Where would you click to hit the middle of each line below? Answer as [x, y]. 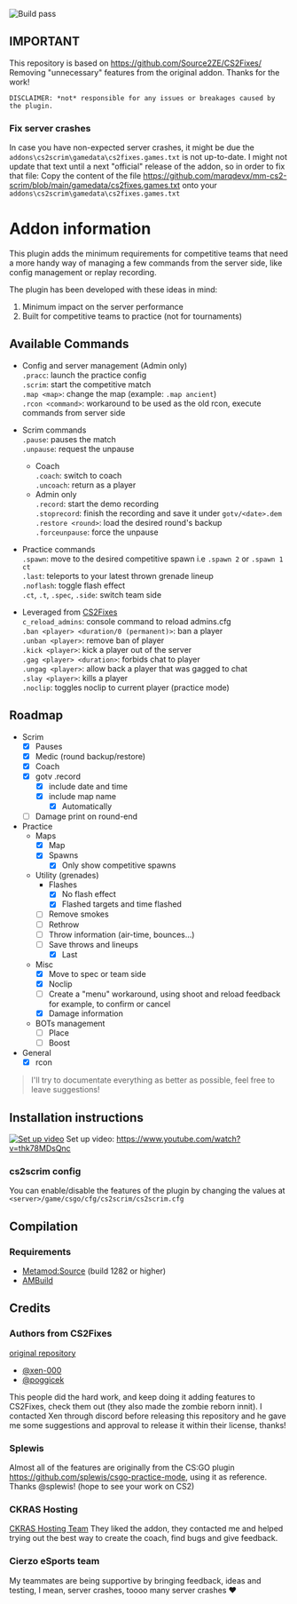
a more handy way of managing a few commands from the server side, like [146, 263]
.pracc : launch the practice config [84, 375]
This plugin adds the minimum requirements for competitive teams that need [148, 254]
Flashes [63, 885]
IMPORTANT [44, 41]
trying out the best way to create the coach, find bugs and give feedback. [144, 1538]
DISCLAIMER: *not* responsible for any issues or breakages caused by [142, 98]
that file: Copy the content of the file [75, 176]
